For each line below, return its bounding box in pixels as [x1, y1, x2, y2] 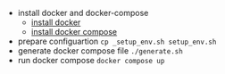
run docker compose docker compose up [17, 55, 165, 65]
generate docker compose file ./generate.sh [17, 45, 183, 56]
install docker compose [30, 27, 118, 37]
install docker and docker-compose [17, 8, 149, 18]
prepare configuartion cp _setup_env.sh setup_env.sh [17, 36, 217, 46]
